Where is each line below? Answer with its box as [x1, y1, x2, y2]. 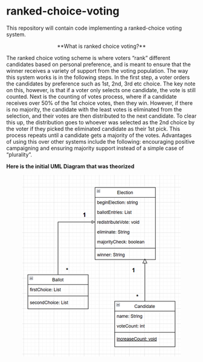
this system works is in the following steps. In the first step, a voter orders [6, 73, 190, 81]
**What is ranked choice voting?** [57, 42, 146, 50]
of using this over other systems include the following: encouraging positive [6, 138, 195, 145]
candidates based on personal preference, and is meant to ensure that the [6, 61, 192, 68]
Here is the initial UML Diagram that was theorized [6, 163, 135, 170]
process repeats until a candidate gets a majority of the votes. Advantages [6, 132, 192, 139]
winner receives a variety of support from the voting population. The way [6, 67, 188, 74]
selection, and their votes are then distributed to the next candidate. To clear [6, 112, 197, 119]
